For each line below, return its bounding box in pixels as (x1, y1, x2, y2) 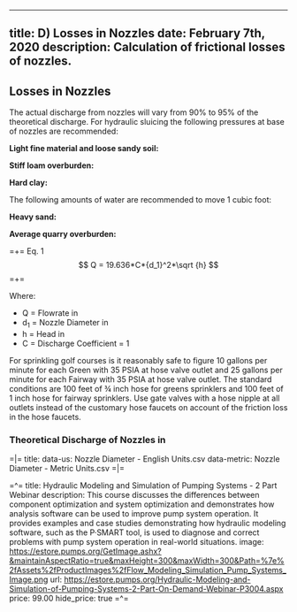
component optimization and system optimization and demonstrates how (9, 499, 275, 509)
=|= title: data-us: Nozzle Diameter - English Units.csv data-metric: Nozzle (9, 454, 280, 464)
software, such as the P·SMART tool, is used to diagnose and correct (9, 527, 260, 538)
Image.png (9, 574, 49, 585)
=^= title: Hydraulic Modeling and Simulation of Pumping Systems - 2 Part (9, 480, 278, 491)
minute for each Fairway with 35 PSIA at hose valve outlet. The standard (9, 374, 272, 385)
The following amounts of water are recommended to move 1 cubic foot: (9, 195, 272, 205)
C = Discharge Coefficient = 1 (21, 338, 130, 348)
